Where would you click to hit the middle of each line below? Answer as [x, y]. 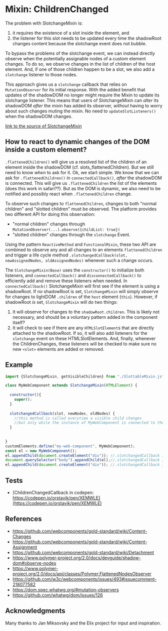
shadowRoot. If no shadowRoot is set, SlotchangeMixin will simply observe [82, 291]
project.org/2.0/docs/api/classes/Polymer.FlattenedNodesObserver [82, 574]
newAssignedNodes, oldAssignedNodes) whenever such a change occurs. [79, 260]
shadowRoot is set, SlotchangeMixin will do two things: [61, 302]
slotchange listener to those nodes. [41, 74]
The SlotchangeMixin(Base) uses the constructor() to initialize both [75, 270]
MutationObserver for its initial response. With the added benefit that [75, 89]
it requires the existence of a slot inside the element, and [71, 33]
